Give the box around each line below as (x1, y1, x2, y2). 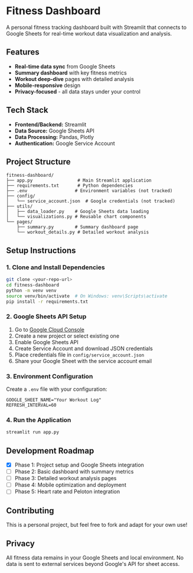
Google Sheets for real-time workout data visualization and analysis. (6, 30, 172, 37)
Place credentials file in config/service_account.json (14, 351, 145, 358)
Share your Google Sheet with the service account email (14, 357, 152, 364)
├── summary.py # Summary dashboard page (17, 224, 139, 230)
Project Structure (6, 157, 71, 167)
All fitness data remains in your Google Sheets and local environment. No (6, 554, 184, 561)
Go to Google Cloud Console (14, 326, 84, 333)
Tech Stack (6, 105, 48, 115)
